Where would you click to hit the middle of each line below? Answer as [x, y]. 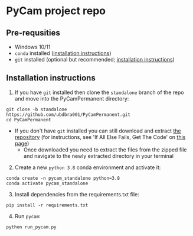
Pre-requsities [33, 33]
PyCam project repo [56, 11]
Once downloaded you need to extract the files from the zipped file [105, 150]
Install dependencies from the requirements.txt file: [77, 194]
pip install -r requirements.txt [47, 205]
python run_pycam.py [32, 227]
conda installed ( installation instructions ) [63, 53]
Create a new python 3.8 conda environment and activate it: [88, 167]
